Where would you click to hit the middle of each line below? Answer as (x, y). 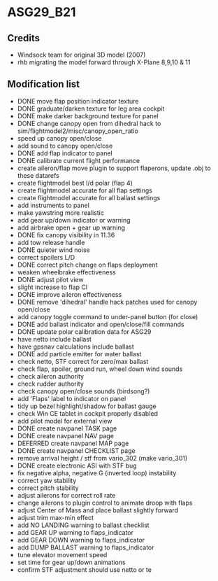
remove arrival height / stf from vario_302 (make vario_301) (102, 458)
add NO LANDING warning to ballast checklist (83, 525)
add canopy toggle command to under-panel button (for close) (108, 316)
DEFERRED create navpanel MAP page (73, 443)
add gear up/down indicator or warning (74, 220)
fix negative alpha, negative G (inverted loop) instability (97, 472)
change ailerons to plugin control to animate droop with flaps (105, 503)
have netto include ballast (54, 339)
